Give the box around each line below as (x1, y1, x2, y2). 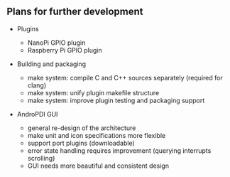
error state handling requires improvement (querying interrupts (27, 146, 212, 155)
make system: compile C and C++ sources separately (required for (27, 73, 223, 82)
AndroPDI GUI (16, 109, 58, 118)
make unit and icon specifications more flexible (27, 131, 166, 139)
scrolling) (27, 154, 55, 162)
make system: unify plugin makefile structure (27, 88, 160, 97)
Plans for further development (6, 6, 143, 18)
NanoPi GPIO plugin (27, 38, 86, 47)
